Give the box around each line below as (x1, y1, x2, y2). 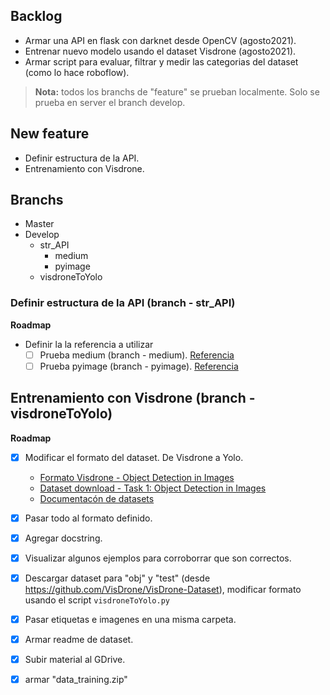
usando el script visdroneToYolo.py (24, 594, 170, 606)
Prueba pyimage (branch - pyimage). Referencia (39, 360, 239, 372)
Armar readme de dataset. (24, 634, 134, 646)
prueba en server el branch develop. (34, 96, 186, 108)
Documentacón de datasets (39, 492, 155, 504)
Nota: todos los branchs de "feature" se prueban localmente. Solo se (34, 85, 320, 98)
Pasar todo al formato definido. (24, 512, 153, 524)
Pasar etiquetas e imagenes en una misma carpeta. (24, 613, 237, 625)
